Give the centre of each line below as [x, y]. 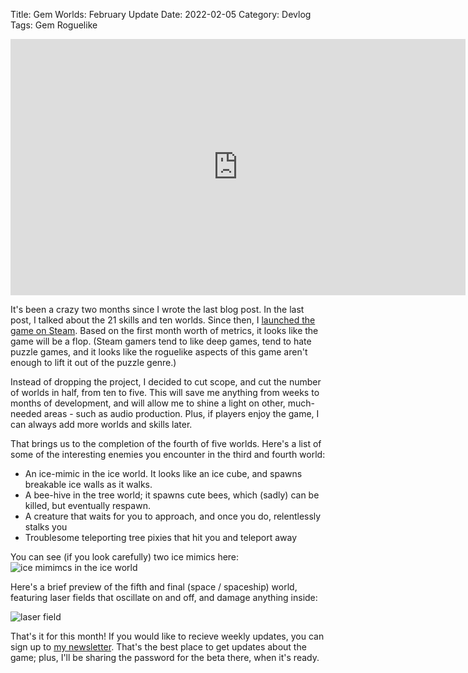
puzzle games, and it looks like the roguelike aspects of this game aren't [159, 352]
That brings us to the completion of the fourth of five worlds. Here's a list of [166, 443]
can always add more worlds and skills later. [101, 424]
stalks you [46, 527]
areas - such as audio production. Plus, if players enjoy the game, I [181, 413]
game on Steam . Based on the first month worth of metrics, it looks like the [164, 330]
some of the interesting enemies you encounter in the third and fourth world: [168, 454]
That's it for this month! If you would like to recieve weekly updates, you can [167, 636]
